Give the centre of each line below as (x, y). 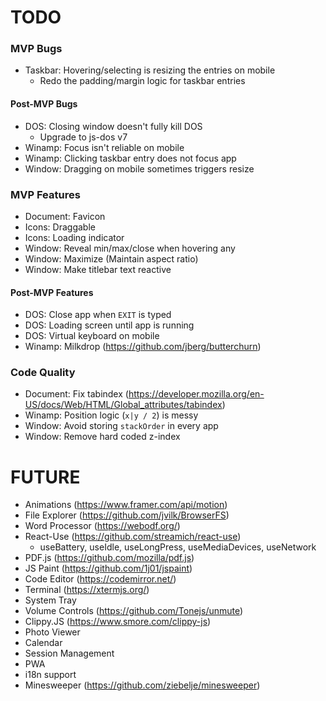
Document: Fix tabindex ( (76, 394)
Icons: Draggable (60, 227)
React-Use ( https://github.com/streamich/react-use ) (133, 537)
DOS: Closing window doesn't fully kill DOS (113, 126)
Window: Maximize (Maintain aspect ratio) (111, 258)
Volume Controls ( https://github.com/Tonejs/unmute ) (134, 611)
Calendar (43, 643)
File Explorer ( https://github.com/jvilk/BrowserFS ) (127, 515)
